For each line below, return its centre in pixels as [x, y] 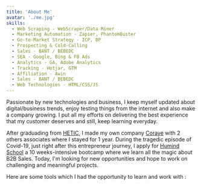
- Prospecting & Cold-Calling [49, 46]
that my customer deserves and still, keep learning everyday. [82, 121]
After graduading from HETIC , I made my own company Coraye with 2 [93, 133]
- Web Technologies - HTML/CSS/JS [55, 85]
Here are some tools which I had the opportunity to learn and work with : [97, 177]
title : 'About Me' [29, 12]
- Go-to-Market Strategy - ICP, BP [56, 40]
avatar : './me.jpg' [31, 18]
